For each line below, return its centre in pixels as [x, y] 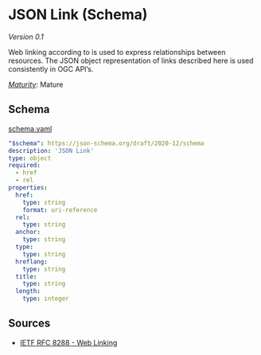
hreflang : [31, 261]
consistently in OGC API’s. [51, 68]
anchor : [28, 232]
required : [25, 166]
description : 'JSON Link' [51, 150]
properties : [28, 188]
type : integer [46, 299]
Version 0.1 [26, 37]
